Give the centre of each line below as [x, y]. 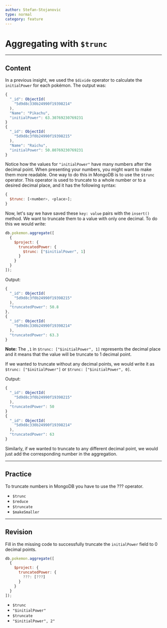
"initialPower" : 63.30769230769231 [46, 118]
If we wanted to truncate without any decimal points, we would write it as [80, 364]
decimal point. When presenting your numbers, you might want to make [78, 169]
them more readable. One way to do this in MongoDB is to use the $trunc [80, 175]
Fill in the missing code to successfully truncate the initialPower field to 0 [82, 544]
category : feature [24, 19]
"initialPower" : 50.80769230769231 [46, 150]
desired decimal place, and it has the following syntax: [61, 185]
